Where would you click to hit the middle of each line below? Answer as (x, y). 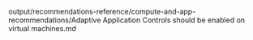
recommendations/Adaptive (55, 20)
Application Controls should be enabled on (174, 20)
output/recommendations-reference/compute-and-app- (102, 12)
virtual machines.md (43, 28)
